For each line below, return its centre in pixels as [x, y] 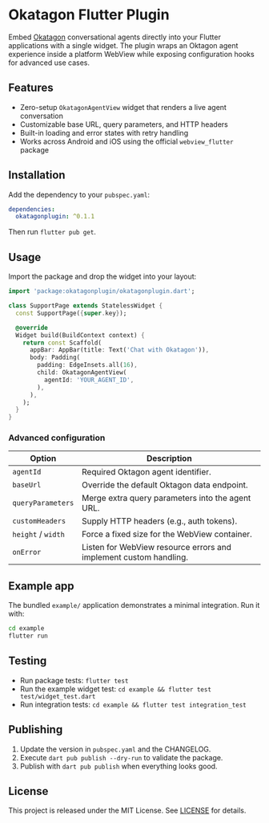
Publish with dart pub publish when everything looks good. [118, 766]
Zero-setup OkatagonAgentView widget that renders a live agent [123, 107]
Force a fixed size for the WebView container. [167, 534]
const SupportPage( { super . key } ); [71, 313]
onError [27, 552]
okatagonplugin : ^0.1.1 [55, 217]
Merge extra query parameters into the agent [166, 498]
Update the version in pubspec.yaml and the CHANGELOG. [115, 749]
